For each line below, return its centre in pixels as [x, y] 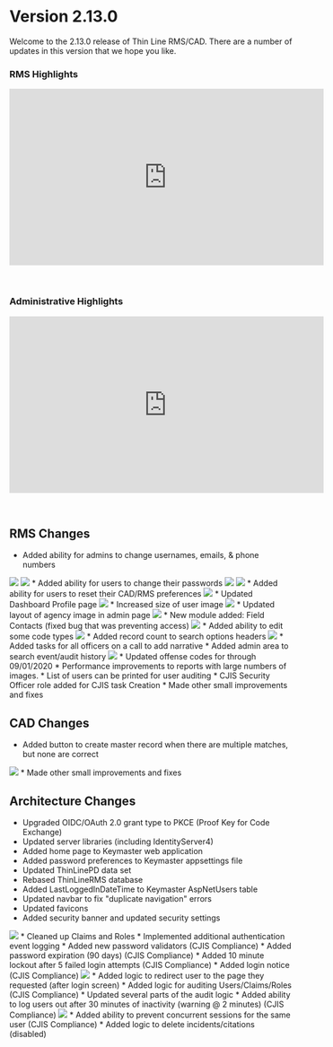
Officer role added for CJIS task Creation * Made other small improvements [149, 685]
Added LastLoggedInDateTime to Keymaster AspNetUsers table [140, 889]
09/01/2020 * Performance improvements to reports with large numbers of [148, 667]
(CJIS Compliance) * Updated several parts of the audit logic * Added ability [150, 994]
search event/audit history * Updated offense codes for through [133, 657]
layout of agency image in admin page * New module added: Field [137, 615]
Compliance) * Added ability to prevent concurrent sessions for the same [150, 1015]
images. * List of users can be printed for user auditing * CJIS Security [140, 676]
